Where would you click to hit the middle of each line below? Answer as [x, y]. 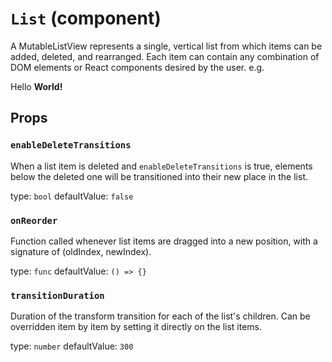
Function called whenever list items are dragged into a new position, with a [164, 241]
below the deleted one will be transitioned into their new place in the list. [159, 176]
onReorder [34, 220]
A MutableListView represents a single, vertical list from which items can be [166, 46]
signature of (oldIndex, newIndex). [81, 251]
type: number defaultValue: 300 [72, 346]
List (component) [86, 18]
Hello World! [36, 86]
